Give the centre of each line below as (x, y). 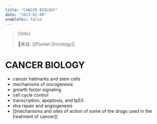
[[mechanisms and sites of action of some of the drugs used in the (82, 111)
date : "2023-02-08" (26, 15)
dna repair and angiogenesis (42, 106)
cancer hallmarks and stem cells (46, 79)
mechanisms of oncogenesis (43, 85)
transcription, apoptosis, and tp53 (48, 100)
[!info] (24, 34)
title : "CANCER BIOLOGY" (32, 10)
